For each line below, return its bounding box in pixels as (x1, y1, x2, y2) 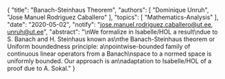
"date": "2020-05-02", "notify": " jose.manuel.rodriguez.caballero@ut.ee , (7, 21, 213, 28)
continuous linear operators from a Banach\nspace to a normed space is (7, 49, 212, 58)
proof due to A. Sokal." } (7, 65, 75, 72)
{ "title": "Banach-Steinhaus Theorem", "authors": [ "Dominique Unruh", (7, 6, 209, 14)
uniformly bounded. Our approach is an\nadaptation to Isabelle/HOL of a (7, 57, 212, 65)
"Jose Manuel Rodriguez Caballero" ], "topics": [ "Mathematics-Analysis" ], (7, 13, 219, 21)
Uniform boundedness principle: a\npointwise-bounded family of (7, 43, 191, 50)
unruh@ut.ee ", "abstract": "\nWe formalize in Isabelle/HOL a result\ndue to (7, 27, 218, 36)
